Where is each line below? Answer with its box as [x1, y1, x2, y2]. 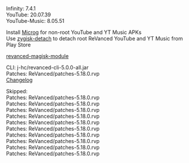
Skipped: [6, 88, 28, 94]
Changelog [6, 76, 33, 83]
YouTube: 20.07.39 [6, 11, 51, 18]
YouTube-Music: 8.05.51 [6, 18, 65, 24]
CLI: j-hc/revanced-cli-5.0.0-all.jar [6, 64, 89, 71]
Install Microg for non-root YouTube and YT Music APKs [6, 29, 142, 36]
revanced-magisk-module [6, 53, 69, 59]
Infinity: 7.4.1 [6, 5, 36, 12]
